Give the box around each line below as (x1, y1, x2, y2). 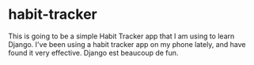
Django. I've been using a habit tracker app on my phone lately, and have (8, 39, 246, 49)
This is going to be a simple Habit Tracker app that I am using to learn (8, 31, 235, 41)
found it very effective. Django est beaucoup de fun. (8, 48, 179, 57)
